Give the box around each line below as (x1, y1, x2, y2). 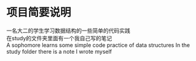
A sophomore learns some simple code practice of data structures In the (6, 41, 190, 49)
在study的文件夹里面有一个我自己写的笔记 (6, 34, 112, 41)
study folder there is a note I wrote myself (6, 48, 112, 55)
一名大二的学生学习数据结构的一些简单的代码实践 (6, 27, 130, 34)
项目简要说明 (6, 5, 72, 20)
